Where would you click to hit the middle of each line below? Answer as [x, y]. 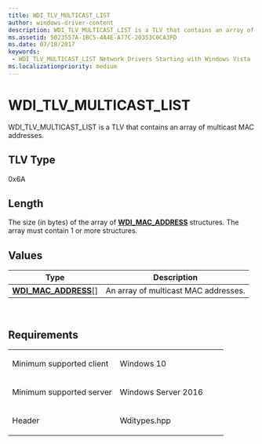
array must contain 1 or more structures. [73, 231]
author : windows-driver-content [61, 23]
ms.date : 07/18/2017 [42, 45]
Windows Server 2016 [162, 391]
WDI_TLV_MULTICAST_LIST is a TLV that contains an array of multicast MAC [131, 127]
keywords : [24, 52]
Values [25, 255]
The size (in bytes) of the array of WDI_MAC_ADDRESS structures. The [124, 222]
